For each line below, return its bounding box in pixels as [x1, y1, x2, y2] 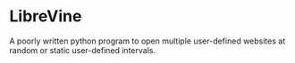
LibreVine [9, 6, 82, 27]
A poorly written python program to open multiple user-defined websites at [9, 35, 286, 46]
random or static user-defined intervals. [9, 44, 156, 55]
